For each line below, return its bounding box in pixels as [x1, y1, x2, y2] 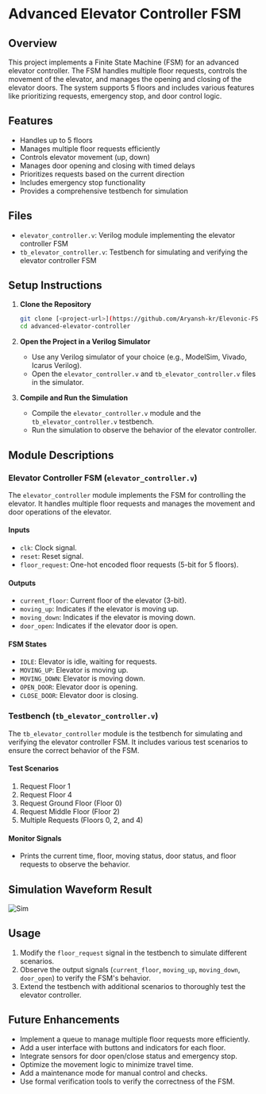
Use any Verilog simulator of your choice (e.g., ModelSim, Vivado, [31, 352, 248, 362]
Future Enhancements [8, 1013, 121, 1026]
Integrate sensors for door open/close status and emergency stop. [19, 1051, 238, 1061]
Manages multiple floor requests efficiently [19, 144, 160, 153]
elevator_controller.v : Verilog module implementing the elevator [19, 230, 236, 239]
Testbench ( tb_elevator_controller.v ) [8, 711, 159, 722]
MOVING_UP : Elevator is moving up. [19, 665, 129, 675]
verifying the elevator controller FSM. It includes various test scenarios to [8, 737, 249, 747]
